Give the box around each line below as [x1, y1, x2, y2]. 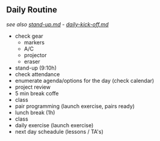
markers [23, 38, 45, 46]
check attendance [14, 70, 60, 77]
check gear [14, 32, 43, 40]
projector [23, 51, 47, 59]
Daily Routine [6, 5, 58, 15]
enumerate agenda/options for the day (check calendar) [14, 77, 155, 84]
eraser [23, 58, 40, 65]
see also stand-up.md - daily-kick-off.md [6, 20, 109, 28]
